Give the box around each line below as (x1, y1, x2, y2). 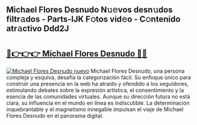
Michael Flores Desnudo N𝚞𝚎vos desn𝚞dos (6, 5, 173, 15)
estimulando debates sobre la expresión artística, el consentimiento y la (6, 87, 184, 94)
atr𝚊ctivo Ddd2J (6, 23, 69, 34)
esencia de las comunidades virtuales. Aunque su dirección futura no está (6, 93, 190, 100)
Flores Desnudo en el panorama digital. (6, 112, 104, 119)
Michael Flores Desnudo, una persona (90, 67, 185, 75)
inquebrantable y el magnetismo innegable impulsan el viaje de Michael (6, 106, 184, 113)
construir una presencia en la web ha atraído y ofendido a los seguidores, (6, 81, 189, 87)
